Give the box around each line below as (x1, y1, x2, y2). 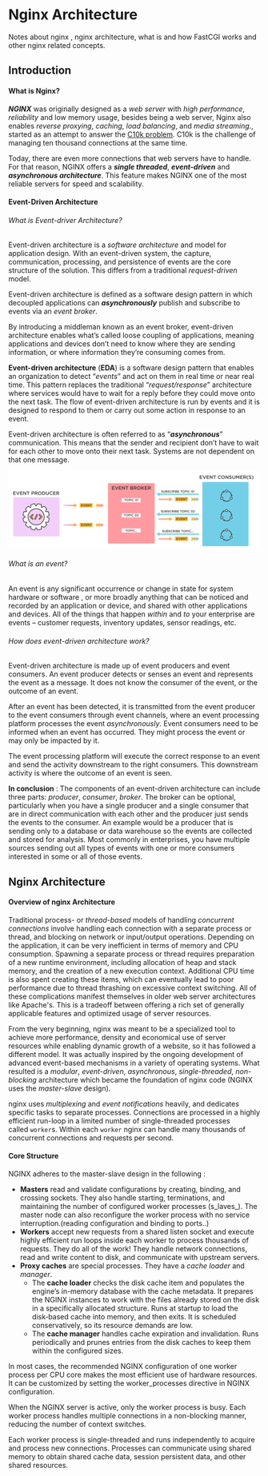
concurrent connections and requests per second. (8, 1133, 174, 1143)
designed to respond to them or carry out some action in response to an (8, 405, 246, 415)
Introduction (8, 64, 72, 78)
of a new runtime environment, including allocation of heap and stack (8, 957, 237, 967)
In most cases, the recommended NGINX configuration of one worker (8, 1362, 238, 1371)
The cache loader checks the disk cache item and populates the (31, 1278, 246, 1288)
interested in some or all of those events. (8, 852, 142, 861)
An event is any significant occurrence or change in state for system (8, 584, 234, 593)
